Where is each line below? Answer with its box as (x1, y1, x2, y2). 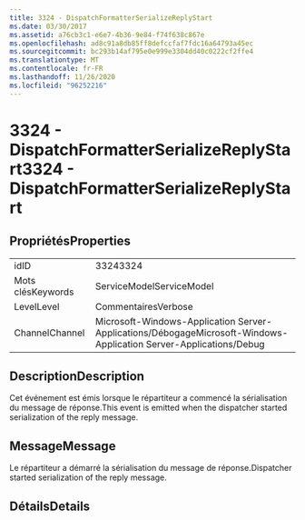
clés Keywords (14, 285, 74, 298)
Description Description (9, 369, 145, 385)
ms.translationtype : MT (9, 55, 100, 65)
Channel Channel (14, 326, 85, 339)
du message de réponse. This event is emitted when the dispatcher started (9, 402, 288, 414)
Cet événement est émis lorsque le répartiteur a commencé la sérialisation (9, 393, 288, 404)
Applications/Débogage (94, 326, 197, 339)
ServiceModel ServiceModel (94, 279, 214, 292)
